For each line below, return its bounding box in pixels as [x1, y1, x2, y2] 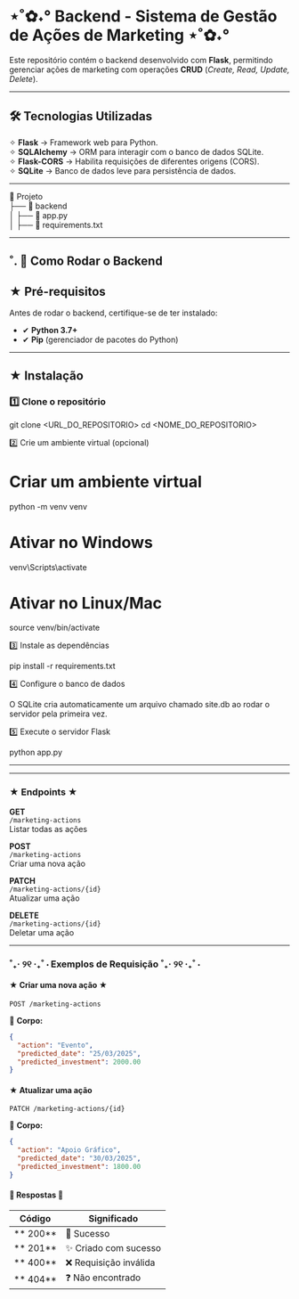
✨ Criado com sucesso [65, 1242, 162, 1254]
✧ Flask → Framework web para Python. [9, 136, 158, 148]
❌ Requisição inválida [65, 1256, 156, 1269]
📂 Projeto [9, 191, 43, 201]
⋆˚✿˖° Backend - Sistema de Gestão [9, 6, 278, 27]
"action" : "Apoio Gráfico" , [17, 1146, 122, 1155]
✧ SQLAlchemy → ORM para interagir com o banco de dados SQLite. [9, 146, 264, 157]
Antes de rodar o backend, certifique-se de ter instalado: [9, 307, 218, 318]
